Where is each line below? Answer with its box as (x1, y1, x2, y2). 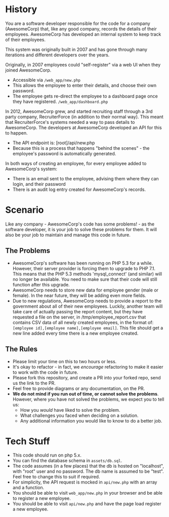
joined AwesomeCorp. (5, 67, 52, 73)
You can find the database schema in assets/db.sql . (12, 458, 122, 464)
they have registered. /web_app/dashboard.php (12, 98, 108, 105)
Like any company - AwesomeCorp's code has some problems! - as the (5, 221, 155, 227)
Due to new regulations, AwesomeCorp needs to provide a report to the (12, 298, 162, 304)
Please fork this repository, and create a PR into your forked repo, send (12, 374, 161, 380)
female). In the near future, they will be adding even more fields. (12, 292, 147, 298)
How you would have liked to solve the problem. (20, 407, 120, 413)
